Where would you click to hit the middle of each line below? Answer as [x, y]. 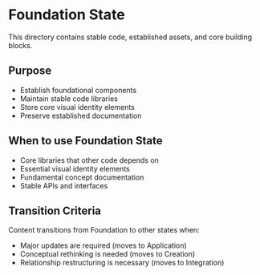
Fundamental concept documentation [82, 177]
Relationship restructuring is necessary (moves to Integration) [122, 263]
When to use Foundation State [85, 141]
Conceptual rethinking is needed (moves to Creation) [108, 254]
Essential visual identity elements [75, 168]
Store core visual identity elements [77, 107]
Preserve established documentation [81, 115]
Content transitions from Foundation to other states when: [104, 230]
